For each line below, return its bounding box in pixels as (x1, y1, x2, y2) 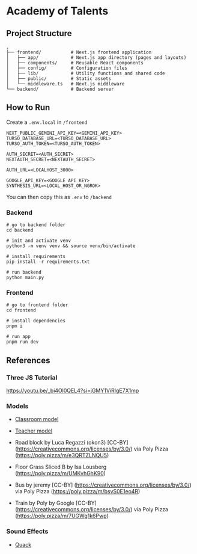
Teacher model (14, 427, 53, 434)
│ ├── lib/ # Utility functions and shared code (6, 70, 165, 76)
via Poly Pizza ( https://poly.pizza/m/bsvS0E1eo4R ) (14, 488, 141, 495)
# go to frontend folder (6, 302, 68, 308)
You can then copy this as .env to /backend (6, 193, 112, 200)
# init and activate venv (6, 238, 71, 244)
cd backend (6, 227, 34, 233)
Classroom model (14, 416, 59, 423)
